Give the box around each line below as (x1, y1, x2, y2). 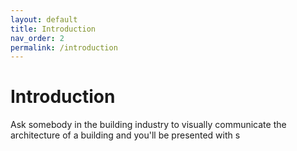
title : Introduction (10, 24, 97, 34)
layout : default (10, 14, 78, 25)
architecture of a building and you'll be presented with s (10, 129, 241, 141)
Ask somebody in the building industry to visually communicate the (10, 119, 287, 131)
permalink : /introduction (10, 42, 118, 53)
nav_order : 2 (10, 33, 65, 43)
